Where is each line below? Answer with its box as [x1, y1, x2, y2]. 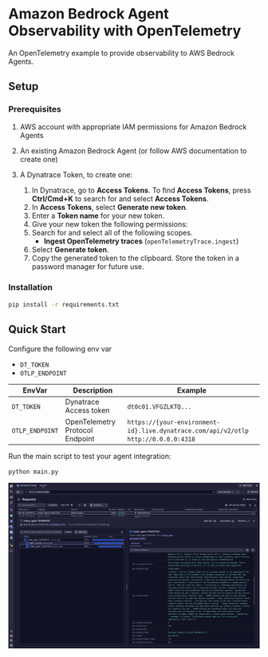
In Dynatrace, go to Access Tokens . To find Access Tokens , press [31, 185, 251, 195]
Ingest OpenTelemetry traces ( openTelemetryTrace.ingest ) [43, 236, 239, 246]
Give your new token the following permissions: [31, 219, 188, 228]
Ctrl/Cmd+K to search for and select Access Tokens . [31, 193, 209, 204]
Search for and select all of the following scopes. [31, 228, 193, 237]
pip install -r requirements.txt [8, 300, 120, 308]
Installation [8, 281, 53, 292]
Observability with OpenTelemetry [8, 22, 242, 40]
